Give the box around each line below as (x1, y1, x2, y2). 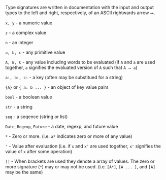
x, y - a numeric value (5, 20, 52, 26)
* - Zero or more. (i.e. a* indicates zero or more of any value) (5, 133, 132, 139)
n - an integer (5, 40, 34, 45)
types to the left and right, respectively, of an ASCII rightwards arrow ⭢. (5, 10, 155, 16)
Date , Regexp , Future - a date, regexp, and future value (5, 124, 118, 129)
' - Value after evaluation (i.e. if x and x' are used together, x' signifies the (5, 143, 161, 149)
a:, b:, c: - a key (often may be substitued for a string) (5, 75, 123, 80)
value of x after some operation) (5, 149, 73, 154)
